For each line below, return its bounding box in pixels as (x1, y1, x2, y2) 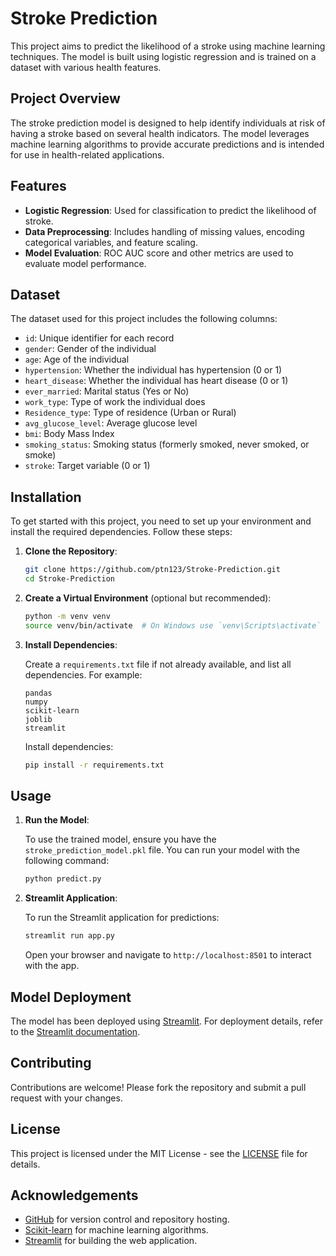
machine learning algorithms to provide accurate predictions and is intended (10, 138, 325, 150)
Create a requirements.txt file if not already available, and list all (24, 658, 292, 670)
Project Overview (10, 90, 121, 107)
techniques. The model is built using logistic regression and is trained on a (10, 50, 317, 62)
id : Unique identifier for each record (24, 332, 175, 344)
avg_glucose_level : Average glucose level (24, 417, 198, 429)
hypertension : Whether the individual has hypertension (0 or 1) (24, 364, 283, 376)
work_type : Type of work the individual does (24, 396, 206, 408)
